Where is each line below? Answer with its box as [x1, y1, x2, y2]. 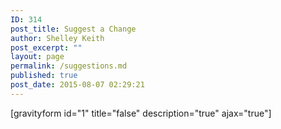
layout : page [10, 52, 65, 62]
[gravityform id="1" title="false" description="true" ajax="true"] [10, 107, 272, 119]
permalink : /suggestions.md [10, 61, 128, 71]
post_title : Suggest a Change [10, 24, 137, 34]
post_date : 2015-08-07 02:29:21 [10, 80, 145, 90]
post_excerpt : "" [10, 42, 83, 53]
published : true [10, 71, 78, 81]
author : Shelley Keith [10, 33, 105, 43]
